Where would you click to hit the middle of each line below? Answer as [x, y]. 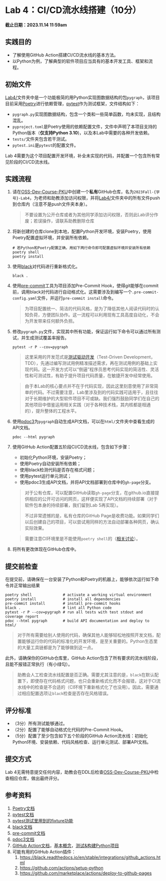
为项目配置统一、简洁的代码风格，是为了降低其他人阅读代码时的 [90, 309]
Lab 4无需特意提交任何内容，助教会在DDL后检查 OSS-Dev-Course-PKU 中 [80, 772]
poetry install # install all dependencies [63, 599]
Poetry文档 [24, 808]
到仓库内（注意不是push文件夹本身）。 [51, 204]
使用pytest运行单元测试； [46, 476]
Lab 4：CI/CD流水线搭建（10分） [73, 10]
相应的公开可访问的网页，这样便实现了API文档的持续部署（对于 [93, 499]
